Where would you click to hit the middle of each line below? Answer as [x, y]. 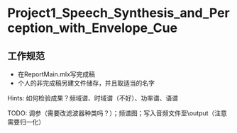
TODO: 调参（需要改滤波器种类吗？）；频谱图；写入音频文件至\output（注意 [117, 113]
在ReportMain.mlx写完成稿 [56, 74]
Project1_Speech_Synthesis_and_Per [118, 13]
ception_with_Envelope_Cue [93, 28]
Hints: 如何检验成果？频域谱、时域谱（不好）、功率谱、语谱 [93, 98]
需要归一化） [26, 122]
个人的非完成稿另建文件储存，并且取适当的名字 [86, 83]
